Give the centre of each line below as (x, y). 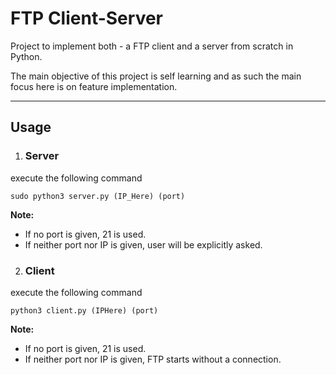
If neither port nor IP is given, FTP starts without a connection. (153, 359)
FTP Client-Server (87, 18)
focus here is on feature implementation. (94, 86)
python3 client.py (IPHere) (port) (84, 310)
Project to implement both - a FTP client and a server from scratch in (152, 46)
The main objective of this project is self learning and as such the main (156, 76)
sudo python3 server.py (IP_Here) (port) (98, 196)
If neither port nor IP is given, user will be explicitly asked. (143, 244)
